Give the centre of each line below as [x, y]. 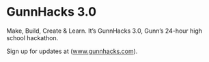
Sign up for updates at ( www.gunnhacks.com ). [72, 51]
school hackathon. [32, 37]
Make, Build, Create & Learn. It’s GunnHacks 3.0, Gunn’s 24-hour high [104, 31]
